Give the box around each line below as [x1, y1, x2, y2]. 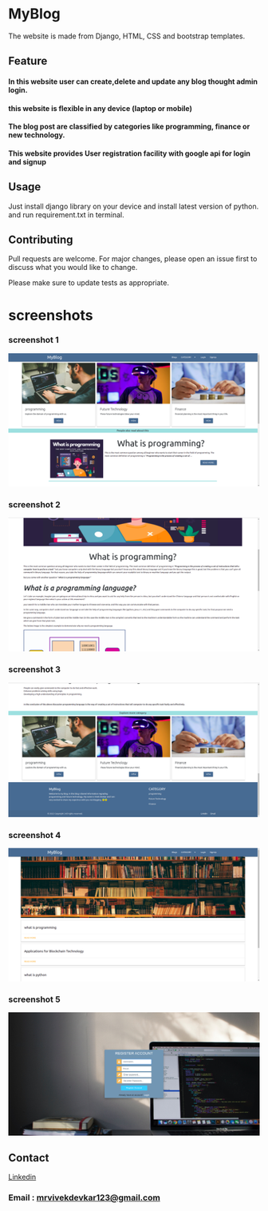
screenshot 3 [8, 664, 61, 675]
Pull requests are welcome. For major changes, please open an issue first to [8, 254, 258, 264]
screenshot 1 [8, 335, 60, 346]
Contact [8, 1151, 49, 1165]
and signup [8, 157, 46, 166]
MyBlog [8, 5, 61, 23]
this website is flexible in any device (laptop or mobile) [8, 103, 193, 113]
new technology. [8, 130, 65, 140]
